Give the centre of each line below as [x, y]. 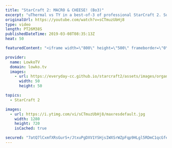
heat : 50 [15, 39]
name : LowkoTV [25, 62]
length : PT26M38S [24, 29]
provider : [16, 57]
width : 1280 [27, 119]
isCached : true [31, 128]
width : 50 [29, 81]
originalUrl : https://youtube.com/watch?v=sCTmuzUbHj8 [65, 20]
